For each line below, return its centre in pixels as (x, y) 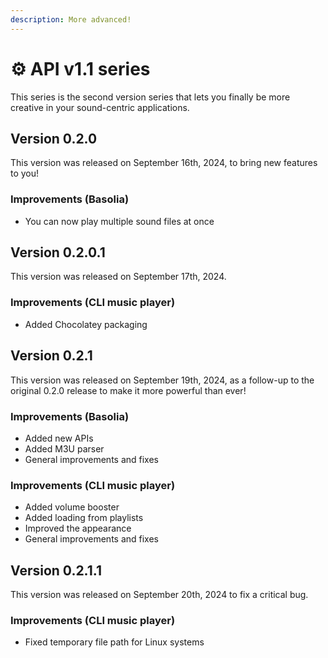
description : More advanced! (71, 19)
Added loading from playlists (84, 518)
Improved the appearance (78, 528)
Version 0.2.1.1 (56, 570)
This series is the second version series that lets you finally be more (150, 97)
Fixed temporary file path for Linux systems (114, 642)
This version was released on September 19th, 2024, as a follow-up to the (162, 380)
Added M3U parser (64, 448)
